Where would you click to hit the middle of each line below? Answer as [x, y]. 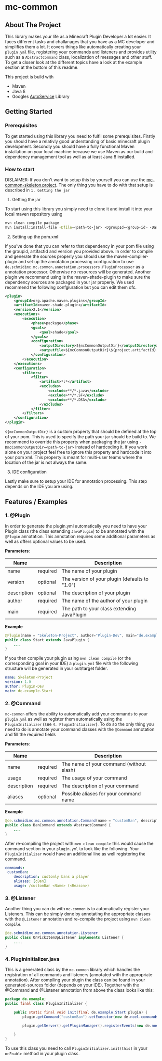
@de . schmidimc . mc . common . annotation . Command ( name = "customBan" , [72, 821]
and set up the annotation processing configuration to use [76, 261]
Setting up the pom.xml [35, 237]
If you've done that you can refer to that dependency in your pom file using [80, 246]
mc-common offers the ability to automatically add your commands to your [76, 714]
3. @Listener [20, 898]
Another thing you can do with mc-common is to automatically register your [77, 909]
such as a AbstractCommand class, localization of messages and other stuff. [79, 57]
